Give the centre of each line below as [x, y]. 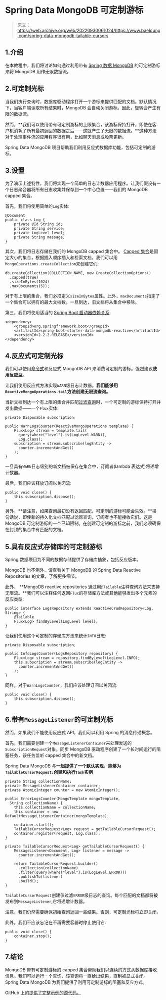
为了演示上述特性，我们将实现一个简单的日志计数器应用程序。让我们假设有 [81, 183]
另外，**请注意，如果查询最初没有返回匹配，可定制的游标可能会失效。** [79, 511]
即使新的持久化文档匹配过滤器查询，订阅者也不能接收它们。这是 [87, 517]
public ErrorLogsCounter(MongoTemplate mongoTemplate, [63, 799]
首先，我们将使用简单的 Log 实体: [37, 206]
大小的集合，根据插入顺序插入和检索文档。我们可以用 [63, 257]
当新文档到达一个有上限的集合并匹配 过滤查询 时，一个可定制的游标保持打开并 [83, 402]
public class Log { [25, 220]
